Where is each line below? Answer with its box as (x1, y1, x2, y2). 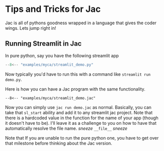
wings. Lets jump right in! (5, 25, 57, 31)
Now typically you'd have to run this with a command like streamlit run (5, 71, 151, 77)
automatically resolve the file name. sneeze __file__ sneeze (5, 125, 128, 131)
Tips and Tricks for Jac (5, 3, 101, 15)
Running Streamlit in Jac (5, 40, 82, 48)
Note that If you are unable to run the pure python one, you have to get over (5, 135, 159, 141)
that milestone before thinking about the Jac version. (5, 140, 112, 146)
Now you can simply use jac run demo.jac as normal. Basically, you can (5, 104, 152, 110)
